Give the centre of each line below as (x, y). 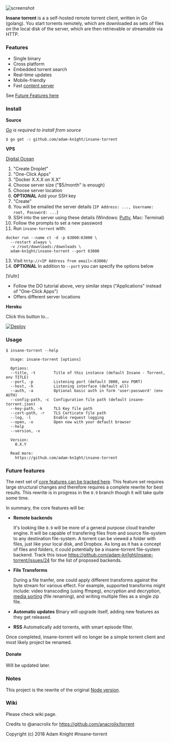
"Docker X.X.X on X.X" (37, 180)
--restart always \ (31, 242)
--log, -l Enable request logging (57, 418)
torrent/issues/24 (31, 560)
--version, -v (25, 431)
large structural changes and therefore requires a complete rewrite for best (84, 487)
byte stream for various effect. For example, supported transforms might (89, 586)
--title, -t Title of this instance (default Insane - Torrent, (88, 373)
